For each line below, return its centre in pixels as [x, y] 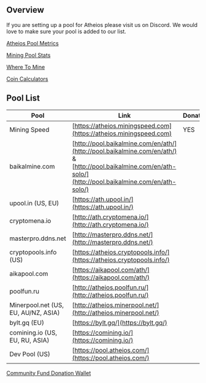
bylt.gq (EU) [27, 322]
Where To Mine [26, 67]
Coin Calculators [27, 78]
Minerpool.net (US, [37, 305]
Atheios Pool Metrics [33, 43]
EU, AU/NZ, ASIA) [35, 313]
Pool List [23, 98]
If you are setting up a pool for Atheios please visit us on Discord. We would [102, 25]
